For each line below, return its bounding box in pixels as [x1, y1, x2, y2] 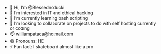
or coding [9, 26, 30, 31]
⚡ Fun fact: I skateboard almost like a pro [9, 44, 94, 49]
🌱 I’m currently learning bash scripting [9, 15, 88, 21]
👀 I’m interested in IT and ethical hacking [9, 10, 93, 16]
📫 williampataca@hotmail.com [9, 31, 73, 37]
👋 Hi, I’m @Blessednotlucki [9, 5, 65, 10]
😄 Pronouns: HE [9, 38, 44, 44]
